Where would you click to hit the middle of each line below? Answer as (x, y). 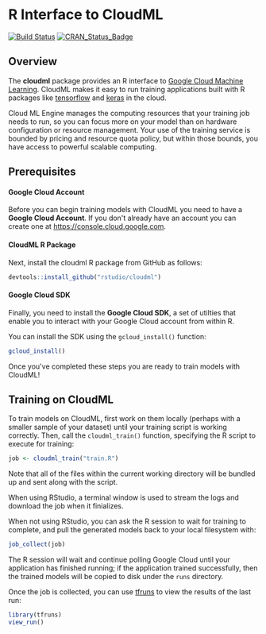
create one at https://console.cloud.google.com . (87, 226)
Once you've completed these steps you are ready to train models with (124, 366)
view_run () (26, 622)
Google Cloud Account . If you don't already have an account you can (122, 218)
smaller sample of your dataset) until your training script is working (118, 427)
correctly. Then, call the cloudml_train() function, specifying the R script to (132, 435)
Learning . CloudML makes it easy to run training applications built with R (127, 89)
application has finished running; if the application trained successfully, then (133, 568)
